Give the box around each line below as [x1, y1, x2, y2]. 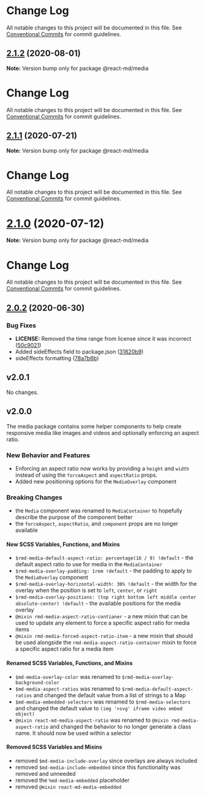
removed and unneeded [15, 770, 76, 777]
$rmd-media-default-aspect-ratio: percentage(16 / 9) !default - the [15, 554, 194, 561]
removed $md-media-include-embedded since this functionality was [15, 764, 181, 771]
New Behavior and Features [6, 451, 91, 460]
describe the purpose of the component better [15, 514, 133, 521]
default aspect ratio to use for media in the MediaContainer [15, 561, 163, 568]
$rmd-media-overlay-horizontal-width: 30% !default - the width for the [15, 580, 197, 588]
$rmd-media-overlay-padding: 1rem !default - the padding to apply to [15, 567, 192, 575]
